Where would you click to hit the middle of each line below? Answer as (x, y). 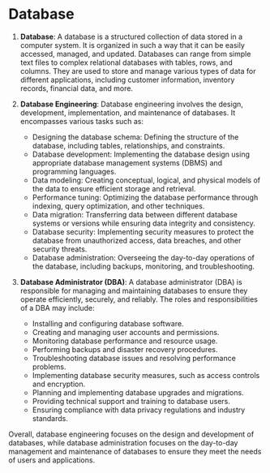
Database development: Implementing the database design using (141, 154)
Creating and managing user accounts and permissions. (126, 332)
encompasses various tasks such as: (82, 121)
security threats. (60, 249)
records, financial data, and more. (77, 88)
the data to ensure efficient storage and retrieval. (114, 188)
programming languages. (74, 171)
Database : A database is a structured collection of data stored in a (131, 37)
